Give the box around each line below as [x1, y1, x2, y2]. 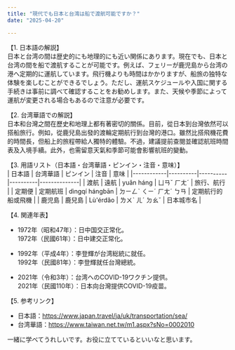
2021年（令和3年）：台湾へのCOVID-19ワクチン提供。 [17, 273, 172, 281]
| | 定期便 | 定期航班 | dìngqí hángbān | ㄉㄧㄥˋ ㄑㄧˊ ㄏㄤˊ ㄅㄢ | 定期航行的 [7, 187, 223, 195]
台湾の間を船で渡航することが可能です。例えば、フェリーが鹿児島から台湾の [7, 60, 228, 69]
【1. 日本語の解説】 [7, 43, 63, 51]
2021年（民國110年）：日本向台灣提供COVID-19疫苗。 [17, 281, 170, 290]
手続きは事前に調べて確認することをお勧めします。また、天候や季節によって [7, 87, 227, 95]
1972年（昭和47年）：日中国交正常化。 [17, 225, 128, 234]
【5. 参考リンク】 [7, 296, 58, 305]
